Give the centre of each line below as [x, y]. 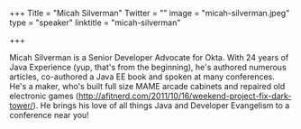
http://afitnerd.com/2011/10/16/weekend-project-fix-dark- [185, 96]
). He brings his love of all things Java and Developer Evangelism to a [161, 106]
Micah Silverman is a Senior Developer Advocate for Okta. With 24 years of [149, 57]
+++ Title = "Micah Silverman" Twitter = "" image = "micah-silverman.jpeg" [150, 13]
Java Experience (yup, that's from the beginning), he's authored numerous [148, 67]
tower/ [21, 106]
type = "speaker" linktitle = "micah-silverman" [95, 23]
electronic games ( [44, 96]
